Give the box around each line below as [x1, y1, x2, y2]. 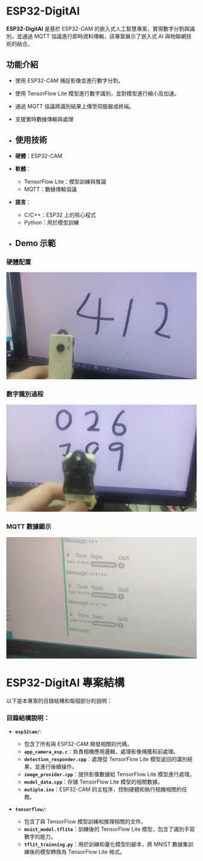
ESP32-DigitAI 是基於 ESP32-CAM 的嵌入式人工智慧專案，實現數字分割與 [6, 25, 190, 32]
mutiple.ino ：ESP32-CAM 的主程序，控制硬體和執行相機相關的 [24, 786, 182, 793]
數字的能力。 [24, 833, 56, 840]
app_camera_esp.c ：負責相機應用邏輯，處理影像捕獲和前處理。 [24, 748, 179, 755]
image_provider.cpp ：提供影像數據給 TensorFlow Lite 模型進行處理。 [24, 771, 195, 778]
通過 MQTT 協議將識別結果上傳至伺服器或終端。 [14, 102, 135, 110]
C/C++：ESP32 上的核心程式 [24, 211, 97, 219]
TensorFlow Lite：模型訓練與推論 [24, 177, 107, 185]
